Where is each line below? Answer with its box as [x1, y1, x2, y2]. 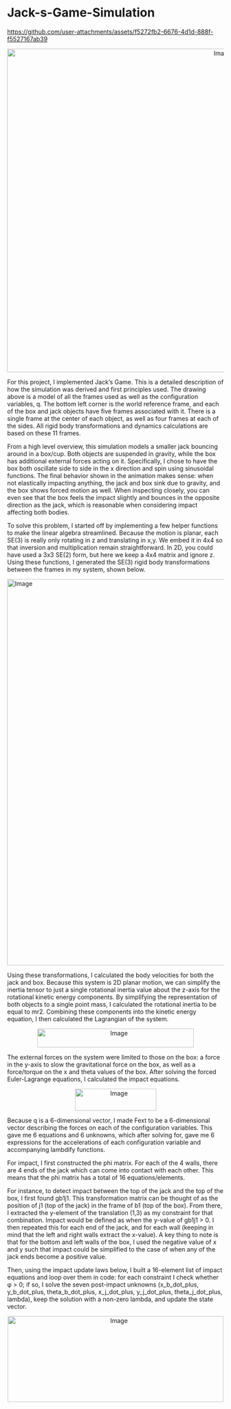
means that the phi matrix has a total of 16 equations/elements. [7, 1173, 186, 1181]
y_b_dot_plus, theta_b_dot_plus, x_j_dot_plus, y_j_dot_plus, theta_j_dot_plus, [7, 1287, 223, 1296]
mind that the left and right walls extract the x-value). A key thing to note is [7, 1230, 219, 1238]
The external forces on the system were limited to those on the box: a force [7, 1053, 221, 1061]
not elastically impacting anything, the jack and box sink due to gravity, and [7, 479, 221, 487]
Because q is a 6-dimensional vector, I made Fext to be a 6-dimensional [7, 1116, 210, 1124]
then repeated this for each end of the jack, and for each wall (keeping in [7, 1223, 214, 1232]
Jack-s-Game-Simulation [7, 5, 155, 21]
